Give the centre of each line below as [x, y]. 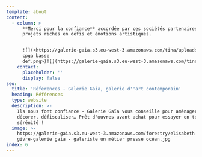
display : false [41, 78]
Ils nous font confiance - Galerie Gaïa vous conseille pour [95, 111]
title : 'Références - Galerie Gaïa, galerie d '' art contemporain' [96, 89]
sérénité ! [31, 123]
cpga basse [36, 56]
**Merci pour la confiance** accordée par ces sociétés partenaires [110, 28]
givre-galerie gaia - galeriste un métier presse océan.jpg [94, 139]
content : [17, 17]
